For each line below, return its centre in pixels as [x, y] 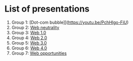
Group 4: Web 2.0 [29, 38]
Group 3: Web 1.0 [29, 32]
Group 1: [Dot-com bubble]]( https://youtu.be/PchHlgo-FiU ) [70, 22]
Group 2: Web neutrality [35, 27]
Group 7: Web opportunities [39, 53]
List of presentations [47, 9]
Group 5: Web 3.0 [29, 43]
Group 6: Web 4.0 [29, 48]
